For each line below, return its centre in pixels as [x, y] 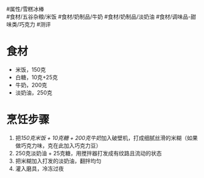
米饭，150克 [30, 69]
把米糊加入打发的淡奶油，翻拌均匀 [58, 161]
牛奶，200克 [31, 85]
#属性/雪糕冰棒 [25, 9]
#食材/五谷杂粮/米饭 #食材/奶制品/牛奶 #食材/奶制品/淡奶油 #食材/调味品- [99, 17]
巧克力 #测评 [35, 24]
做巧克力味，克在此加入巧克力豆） [58, 145]
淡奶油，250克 [34, 92]
